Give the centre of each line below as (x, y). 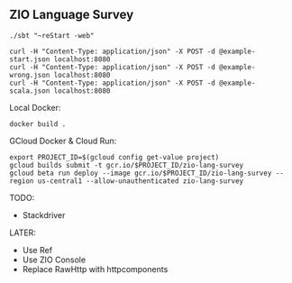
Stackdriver (44, 215)
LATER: (23, 233)
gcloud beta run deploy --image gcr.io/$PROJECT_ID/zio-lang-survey (141, 173)
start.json (30, 59)
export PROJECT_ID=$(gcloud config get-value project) (114, 157)
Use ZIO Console (54, 260)
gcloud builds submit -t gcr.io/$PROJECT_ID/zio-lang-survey (127, 165)
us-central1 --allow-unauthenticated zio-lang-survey (141, 181)
